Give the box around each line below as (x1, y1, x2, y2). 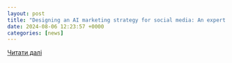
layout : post (7, 10, 45, 17)
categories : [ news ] (7, 29, 64, 37)
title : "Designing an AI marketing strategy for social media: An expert (7, 17, 226, 24)
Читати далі (7, 48, 42, 57)
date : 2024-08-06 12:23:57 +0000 (7, 23, 105, 30)
